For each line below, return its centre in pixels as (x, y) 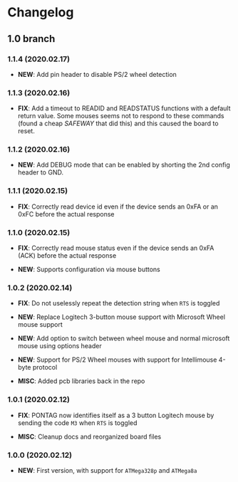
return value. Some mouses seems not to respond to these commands (121, 116)
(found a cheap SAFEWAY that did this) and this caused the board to (118, 124)
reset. (26, 131)
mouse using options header (59, 346)
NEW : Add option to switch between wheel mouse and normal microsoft (124, 338)
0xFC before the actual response (66, 214)
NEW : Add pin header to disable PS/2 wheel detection (97, 74)
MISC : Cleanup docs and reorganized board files (89, 436)
